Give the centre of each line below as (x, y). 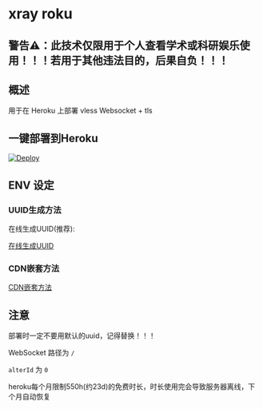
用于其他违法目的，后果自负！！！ (145, 60)
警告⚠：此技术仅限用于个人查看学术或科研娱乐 (124, 45)
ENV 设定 (31, 185)
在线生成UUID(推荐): (42, 228)
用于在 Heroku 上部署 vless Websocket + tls (81, 111)
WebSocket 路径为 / (42, 353)
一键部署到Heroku (53, 138)
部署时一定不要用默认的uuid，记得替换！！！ (82, 336)
